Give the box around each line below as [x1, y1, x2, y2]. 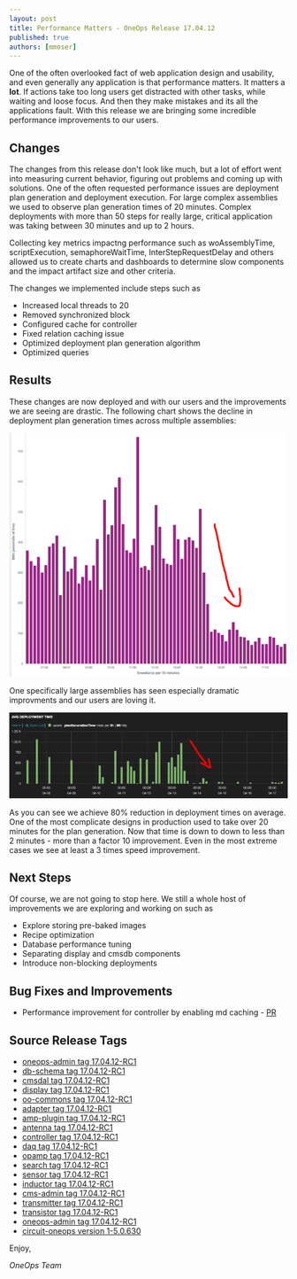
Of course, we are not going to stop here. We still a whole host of [9, 894, 246, 904]
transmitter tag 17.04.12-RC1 [21, 1198, 124, 1208]
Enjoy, [9, 1243, 32, 1253]
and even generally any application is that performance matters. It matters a [9, 77, 286, 88]
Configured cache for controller [21, 319, 138, 329]
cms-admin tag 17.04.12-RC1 [21, 1188, 126, 1199]
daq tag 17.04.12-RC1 [21, 1141, 98, 1151]
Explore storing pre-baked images [21, 920, 147, 931]
